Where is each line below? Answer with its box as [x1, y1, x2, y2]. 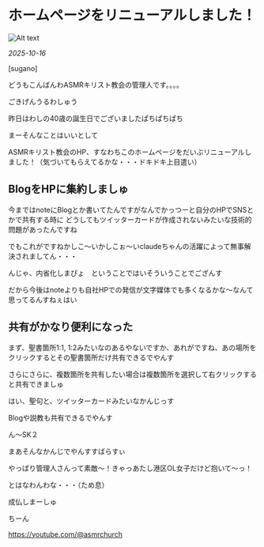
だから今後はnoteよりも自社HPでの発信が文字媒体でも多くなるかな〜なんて [8, 285, 254, 294]
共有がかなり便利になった [8, 320, 133, 334]
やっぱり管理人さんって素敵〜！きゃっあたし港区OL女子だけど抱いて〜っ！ [8, 463, 253, 473]
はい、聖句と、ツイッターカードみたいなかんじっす [8, 396, 175, 406]
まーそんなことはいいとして [8, 130, 99, 140]
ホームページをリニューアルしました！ [8, 6, 257, 25]
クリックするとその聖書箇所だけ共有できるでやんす [8, 353, 175, 362]
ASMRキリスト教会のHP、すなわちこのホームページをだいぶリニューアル [8, 147, 245, 157]
